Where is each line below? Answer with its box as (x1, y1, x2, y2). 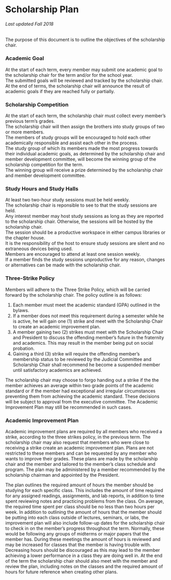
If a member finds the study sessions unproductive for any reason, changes (5, 257, 165, 263)
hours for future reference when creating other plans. (5, 569, 118, 575)
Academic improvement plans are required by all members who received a (5, 428, 162, 434)
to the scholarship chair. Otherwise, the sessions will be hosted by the (5, 218, 153, 225)
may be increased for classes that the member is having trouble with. (5, 541, 151, 548)
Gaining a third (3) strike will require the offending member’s (12, 350, 140, 356)
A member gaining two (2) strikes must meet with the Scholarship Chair (12, 329, 164, 335)
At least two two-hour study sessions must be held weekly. (5, 197, 130, 203)
